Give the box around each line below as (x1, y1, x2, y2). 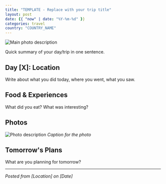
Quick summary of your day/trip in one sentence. (5, 49, 105, 55)
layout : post (5, 12, 32, 17)
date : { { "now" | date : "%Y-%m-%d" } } (5, 16, 85, 21)
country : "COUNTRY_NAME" (5, 26, 56, 31)
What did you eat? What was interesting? (5, 104, 88, 110)
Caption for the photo (47, 131, 91, 137)
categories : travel (5, 21, 45, 26)
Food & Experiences (5, 91, 68, 99)
